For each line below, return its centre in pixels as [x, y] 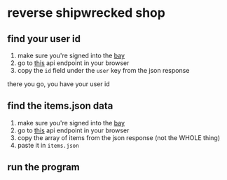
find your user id [44, 39]
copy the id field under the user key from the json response [103, 70]
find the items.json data [60, 106]
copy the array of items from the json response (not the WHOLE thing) [119, 137]
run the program [44, 167]
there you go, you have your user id [59, 84]
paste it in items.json [48, 145]
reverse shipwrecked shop [87, 13]
